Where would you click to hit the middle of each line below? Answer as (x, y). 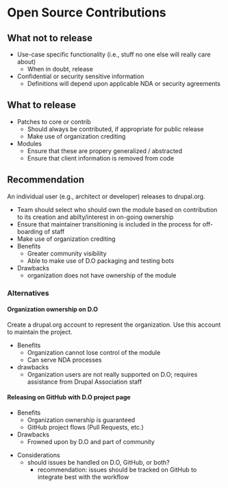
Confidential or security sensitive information (80, 76)
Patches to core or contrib (54, 121)
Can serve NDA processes (64, 360)
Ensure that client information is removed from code (101, 158)
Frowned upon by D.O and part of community (91, 441)
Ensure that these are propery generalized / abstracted (105, 151)
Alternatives (28, 293)
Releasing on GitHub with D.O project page (69, 397)
